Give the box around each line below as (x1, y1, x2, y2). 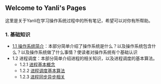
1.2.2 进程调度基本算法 (19, 68, 65, 74)
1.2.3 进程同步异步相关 (19, 74, 65, 80)
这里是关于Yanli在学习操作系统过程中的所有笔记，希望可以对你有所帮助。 (5, 17, 153, 24)
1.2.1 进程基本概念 (19, 61, 56, 68)
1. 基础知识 (5, 31, 31, 38)
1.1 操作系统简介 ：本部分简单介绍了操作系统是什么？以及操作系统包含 (12, 43, 152, 49)
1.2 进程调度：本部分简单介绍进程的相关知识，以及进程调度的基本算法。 (12, 56, 158, 61)
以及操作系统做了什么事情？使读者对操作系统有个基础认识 (21, 49, 138, 56)
